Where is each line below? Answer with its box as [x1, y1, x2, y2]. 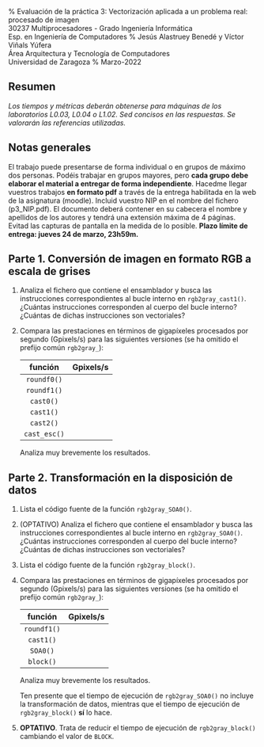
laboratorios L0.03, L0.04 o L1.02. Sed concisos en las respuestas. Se [8, 109, 236, 119]
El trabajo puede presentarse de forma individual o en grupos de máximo [8, 162, 247, 171]
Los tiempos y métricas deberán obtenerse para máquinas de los [8, 101, 222, 110]
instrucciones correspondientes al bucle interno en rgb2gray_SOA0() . [19, 528, 243, 538]
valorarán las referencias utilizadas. [8, 118, 126, 128]
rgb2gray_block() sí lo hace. [19, 708, 112, 718]
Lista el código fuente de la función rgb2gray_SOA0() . [19, 505, 192, 514]
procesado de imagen [8, 15, 80, 25]
